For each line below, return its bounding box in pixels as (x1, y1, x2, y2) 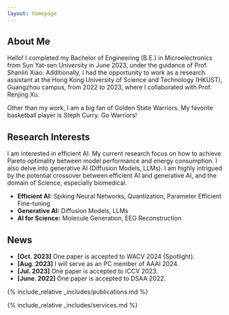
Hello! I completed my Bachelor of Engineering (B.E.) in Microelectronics (7, 54, 212, 62)
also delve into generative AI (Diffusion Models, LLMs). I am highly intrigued (7, 164, 223, 172)
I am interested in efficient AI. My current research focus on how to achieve (7, 150, 221, 158)
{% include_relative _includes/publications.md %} (7, 287, 148, 296)
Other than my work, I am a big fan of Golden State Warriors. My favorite (7, 104, 214, 112)
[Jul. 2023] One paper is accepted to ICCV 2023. (17, 267, 159, 276)
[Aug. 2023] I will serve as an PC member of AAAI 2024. (17, 260, 179, 268)
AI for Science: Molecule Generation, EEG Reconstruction (17, 214, 181, 223)
